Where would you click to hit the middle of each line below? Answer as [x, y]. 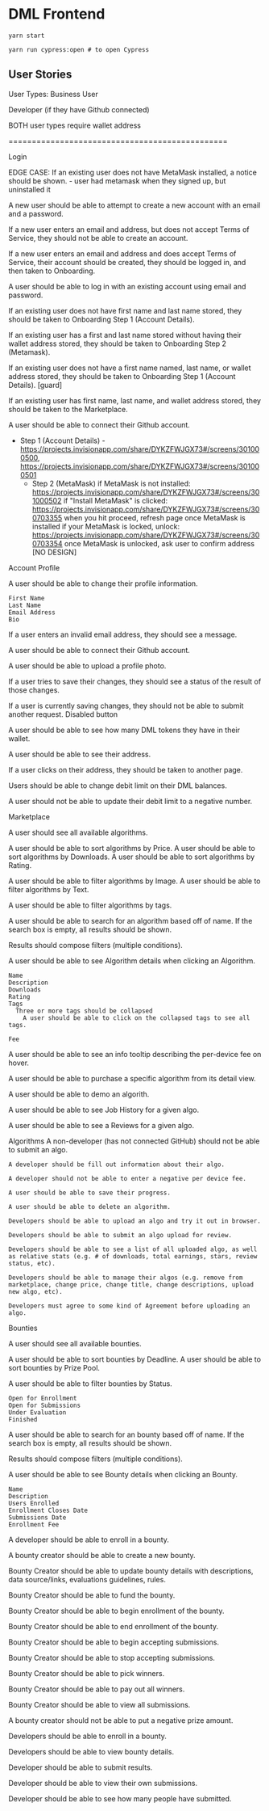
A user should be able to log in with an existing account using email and [127, 286]
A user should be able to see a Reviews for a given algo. [101, 1125]
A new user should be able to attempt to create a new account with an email [134, 205]
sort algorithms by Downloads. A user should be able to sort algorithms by [132, 857]
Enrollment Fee [34, 1524]
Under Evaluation [37, 1412]
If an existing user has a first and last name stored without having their [125, 335]
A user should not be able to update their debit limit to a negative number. [130, 801]
